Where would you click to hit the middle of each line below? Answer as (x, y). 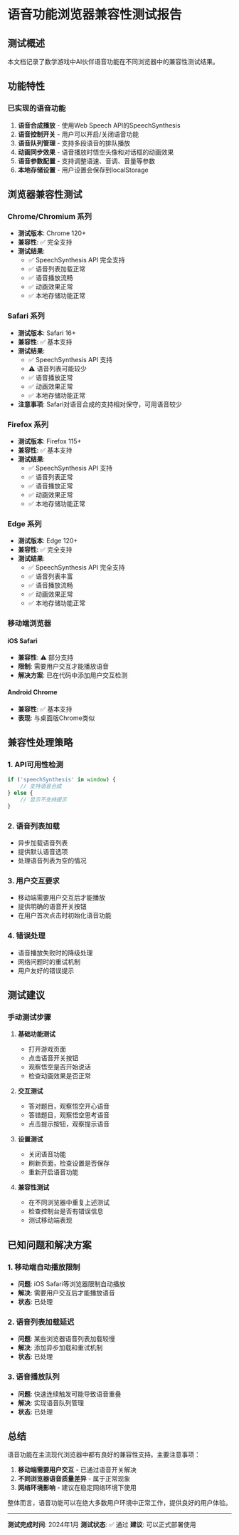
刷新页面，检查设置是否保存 (69, 1164)
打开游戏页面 (47, 1049)
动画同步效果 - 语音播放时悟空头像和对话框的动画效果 (96, 152)
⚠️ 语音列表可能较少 (57, 369)
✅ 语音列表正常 (51, 477)
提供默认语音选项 (43, 851)
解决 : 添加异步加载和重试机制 (60, 1347)
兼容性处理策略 (40, 742)
